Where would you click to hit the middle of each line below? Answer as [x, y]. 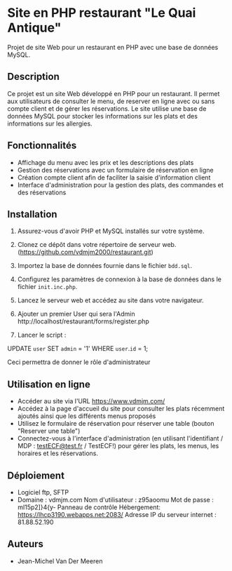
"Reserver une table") [49, 431]
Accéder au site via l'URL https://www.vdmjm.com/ [91, 401]
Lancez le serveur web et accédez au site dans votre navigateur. [111, 300]
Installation [32, 214]
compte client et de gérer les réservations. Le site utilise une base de [107, 108]
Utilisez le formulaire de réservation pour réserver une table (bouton [116, 424]
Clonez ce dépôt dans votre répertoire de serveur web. [97, 245]
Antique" [34, 28]
